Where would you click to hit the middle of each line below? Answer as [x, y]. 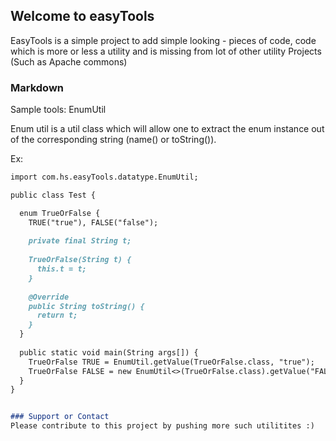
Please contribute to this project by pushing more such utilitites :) [162, 426]
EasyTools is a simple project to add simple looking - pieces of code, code [163, 40]
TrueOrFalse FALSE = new [80, 371]
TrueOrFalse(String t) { [80, 260]
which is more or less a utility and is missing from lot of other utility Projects [166, 51]
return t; [57, 315]
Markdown [37, 87]
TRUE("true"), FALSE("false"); [93, 222]
